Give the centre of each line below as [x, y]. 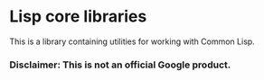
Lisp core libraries [78, 17]
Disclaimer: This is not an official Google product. [120, 65]
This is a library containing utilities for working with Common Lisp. [132, 41]
